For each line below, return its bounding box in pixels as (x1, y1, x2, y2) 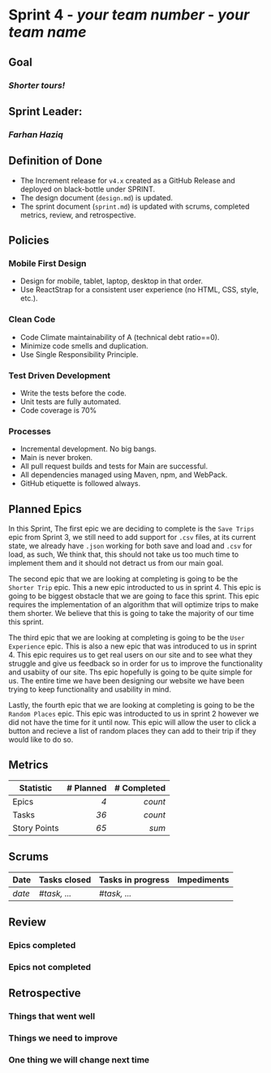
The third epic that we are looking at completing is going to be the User (8, 633, 245, 643)
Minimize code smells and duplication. (19, 341, 148, 351)
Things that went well (8, 1011, 96, 1022)
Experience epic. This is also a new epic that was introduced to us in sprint (8, 641, 257, 651)
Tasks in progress (98, 874, 170, 886)
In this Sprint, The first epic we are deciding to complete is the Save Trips (8, 524, 255, 533)
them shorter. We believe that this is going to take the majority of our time (8, 609, 254, 618)
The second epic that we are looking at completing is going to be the (8, 574, 239, 584)
